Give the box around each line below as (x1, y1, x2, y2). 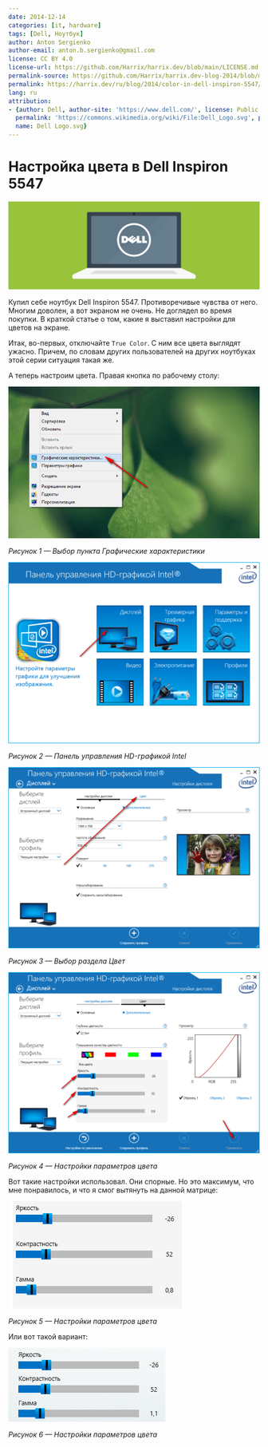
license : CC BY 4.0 (8, 55, 73, 63)
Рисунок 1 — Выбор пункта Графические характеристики (8, 546, 205, 555)
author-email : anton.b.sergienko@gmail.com (8, 46, 156, 55)
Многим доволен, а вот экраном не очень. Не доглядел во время (8, 306, 232, 315)
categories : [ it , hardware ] (8, 21, 102, 30)
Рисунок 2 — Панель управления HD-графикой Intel (8, 751, 187, 761)
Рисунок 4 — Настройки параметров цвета (8, 1161, 158, 1171)
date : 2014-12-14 (8, 13, 66, 21)
